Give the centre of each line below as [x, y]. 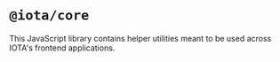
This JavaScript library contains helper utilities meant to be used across [140, 38]
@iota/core [49, 15]
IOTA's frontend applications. [62, 48]
